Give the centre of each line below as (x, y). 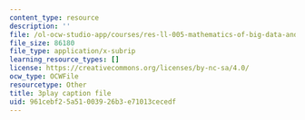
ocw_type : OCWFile (44, 77)
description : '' (40, 26)
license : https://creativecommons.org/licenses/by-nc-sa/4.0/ (129, 69)
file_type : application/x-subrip (73, 51)
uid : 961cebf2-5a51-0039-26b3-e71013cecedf (93, 102)
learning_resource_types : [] (64, 60)
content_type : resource (54, 18)
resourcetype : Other (49, 85)
